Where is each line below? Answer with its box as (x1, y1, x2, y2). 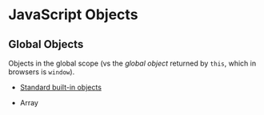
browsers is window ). (8, 67, 75, 77)
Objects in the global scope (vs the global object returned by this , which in (8, 58, 257, 68)
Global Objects (8, 38, 84, 51)
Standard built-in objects (19, 82, 102, 92)
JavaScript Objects (8, 6, 138, 24)
